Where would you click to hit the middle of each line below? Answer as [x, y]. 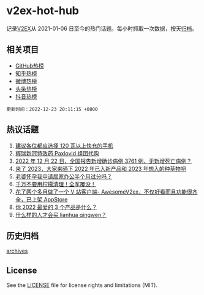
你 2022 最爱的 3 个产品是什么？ [56, 207]
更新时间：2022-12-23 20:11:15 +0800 [52, 109]
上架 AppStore [50, 199]
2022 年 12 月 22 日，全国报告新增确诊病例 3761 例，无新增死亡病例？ [103, 161]
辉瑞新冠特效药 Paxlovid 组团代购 [57, 153]
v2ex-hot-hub [43, 11]
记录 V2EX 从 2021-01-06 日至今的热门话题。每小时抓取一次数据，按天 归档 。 [102, 28]
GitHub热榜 [29, 66]
